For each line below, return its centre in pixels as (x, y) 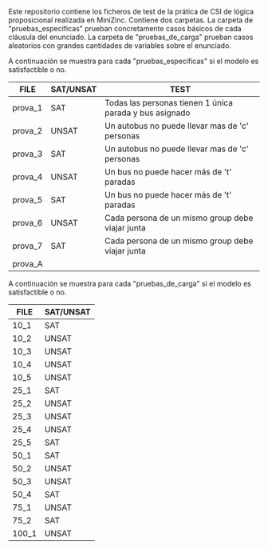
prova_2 (28, 131)
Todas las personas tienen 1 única (169, 103)
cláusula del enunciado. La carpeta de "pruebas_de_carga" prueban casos (131, 37)
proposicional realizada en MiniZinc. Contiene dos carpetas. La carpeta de (131, 20)
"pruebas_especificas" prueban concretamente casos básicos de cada (125, 28)
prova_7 (28, 246)
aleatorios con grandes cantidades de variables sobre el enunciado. (120, 46)
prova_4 (28, 177)
